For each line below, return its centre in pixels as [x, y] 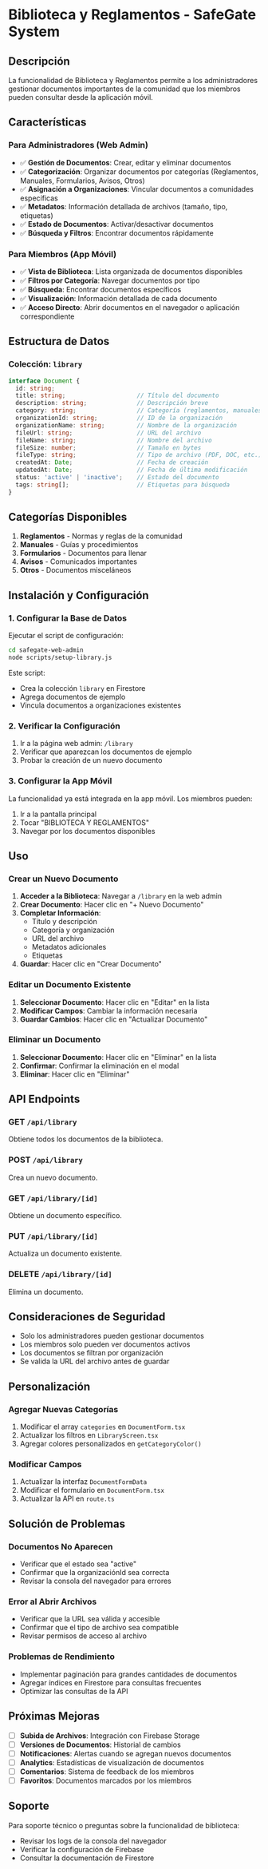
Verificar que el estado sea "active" [78, 1564]
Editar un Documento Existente [70, 985]
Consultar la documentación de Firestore [87, 1858]
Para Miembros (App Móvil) [63, 254]
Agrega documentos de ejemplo [73, 696]
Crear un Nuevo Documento [63, 879]
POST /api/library [46, 1160]
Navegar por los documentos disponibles [87, 831]
